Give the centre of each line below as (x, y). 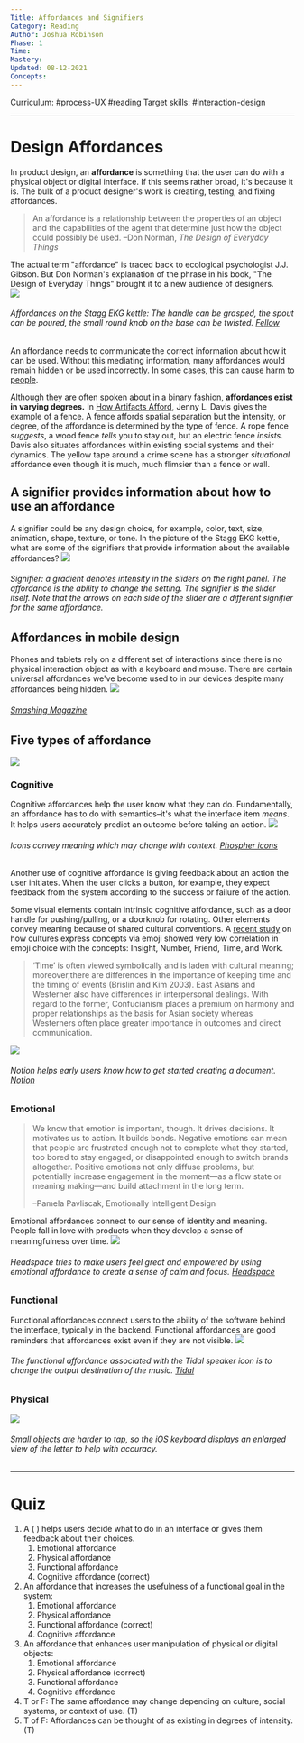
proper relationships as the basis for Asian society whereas (143, 1014)
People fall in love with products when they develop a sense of (126, 1231)
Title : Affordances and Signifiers (77, 18)
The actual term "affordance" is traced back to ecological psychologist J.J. (149, 264)
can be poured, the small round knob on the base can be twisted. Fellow (145, 323)
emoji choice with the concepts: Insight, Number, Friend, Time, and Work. (147, 948)
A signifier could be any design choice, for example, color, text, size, (137, 528)
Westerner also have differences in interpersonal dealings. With (150, 994)
